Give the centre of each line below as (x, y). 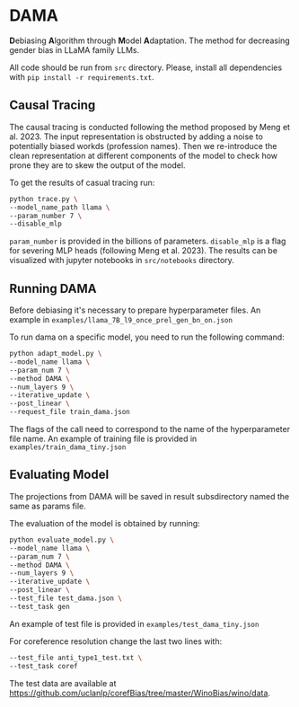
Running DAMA (53, 288)
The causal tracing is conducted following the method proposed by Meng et (149, 127)
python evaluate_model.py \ (62, 540)
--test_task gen (40, 606)
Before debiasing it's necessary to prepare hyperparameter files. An (135, 310)
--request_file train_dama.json (70, 412)
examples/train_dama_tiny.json (68, 447)
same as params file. (48, 506)
